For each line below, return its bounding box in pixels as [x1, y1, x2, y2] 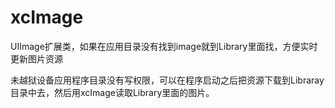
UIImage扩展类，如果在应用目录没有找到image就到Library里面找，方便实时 [10, 40, 318, 52]
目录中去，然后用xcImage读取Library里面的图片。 [10, 86, 215, 98]
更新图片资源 [10, 52, 63, 65]
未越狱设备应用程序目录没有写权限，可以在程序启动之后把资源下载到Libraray [10, 74, 325, 86]
